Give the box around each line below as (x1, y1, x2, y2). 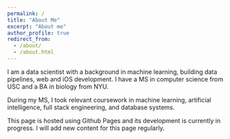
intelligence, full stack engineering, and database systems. (7, 103, 175, 111)
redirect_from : (7, 36, 51, 43)
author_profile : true (7, 29, 70, 37)
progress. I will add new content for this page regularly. (7, 124, 165, 132)
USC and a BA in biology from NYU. (7, 82, 109, 91)
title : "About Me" (7, 17, 60, 24)
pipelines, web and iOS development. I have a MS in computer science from (7, 75, 224, 83)
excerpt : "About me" (7, 23, 67, 30)
